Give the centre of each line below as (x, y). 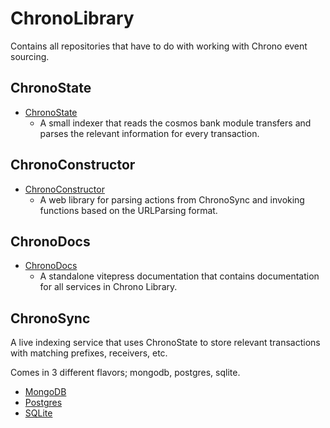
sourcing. (30, 56)
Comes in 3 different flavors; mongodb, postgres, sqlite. (125, 373)
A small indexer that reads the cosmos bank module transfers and (175, 123)
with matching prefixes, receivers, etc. (89, 353)
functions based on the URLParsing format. (128, 210)
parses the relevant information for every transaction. (149, 133)
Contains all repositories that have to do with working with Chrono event (159, 46)
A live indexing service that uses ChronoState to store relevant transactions (165, 343)
